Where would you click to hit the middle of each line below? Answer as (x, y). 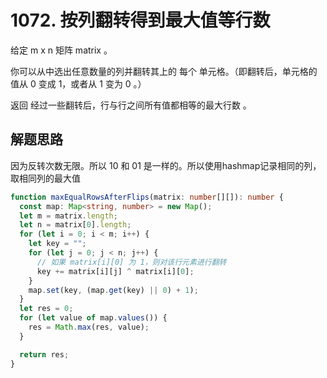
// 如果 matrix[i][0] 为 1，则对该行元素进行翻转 (131, 262)
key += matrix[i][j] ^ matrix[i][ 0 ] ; (115, 271)
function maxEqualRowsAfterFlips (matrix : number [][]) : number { (147, 197)
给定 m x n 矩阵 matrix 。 (61, 50)
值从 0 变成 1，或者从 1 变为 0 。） (78, 83)
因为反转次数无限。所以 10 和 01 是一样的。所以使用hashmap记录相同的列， (166, 165)
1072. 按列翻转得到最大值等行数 (140, 20)
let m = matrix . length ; (68, 216)
